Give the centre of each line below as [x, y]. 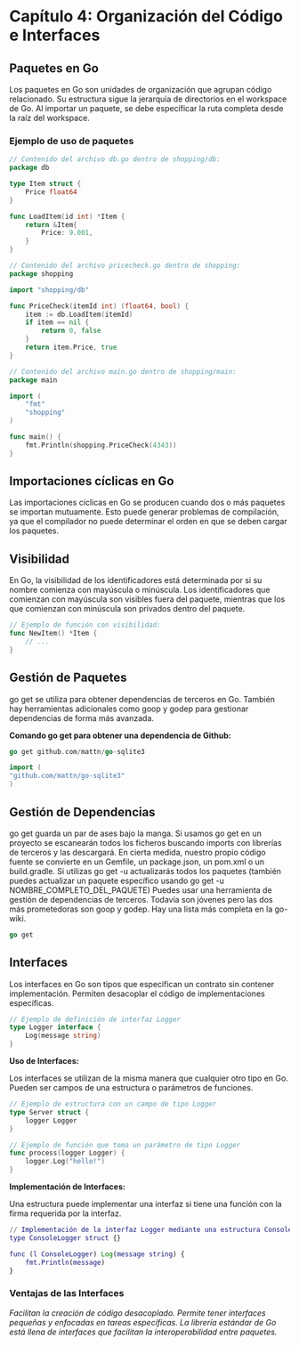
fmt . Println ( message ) [65, 1262]
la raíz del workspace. [50, 118]
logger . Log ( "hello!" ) [65, 1162]
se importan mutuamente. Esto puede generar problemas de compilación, [144, 512]
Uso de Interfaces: [44, 1061]
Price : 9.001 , [67, 233]
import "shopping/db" [49, 290]
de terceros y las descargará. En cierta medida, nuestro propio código [137, 852]
